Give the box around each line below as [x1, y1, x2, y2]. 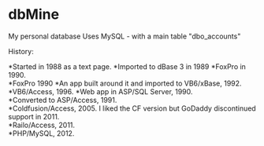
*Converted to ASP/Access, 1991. [8, 95, 117, 104]
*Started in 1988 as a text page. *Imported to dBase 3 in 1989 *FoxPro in [8, 61, 247, 71]
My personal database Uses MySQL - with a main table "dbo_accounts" [8, 31, 241, 41]
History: [8, 46, 34, 56]
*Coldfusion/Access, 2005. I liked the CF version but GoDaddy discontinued [8, 104, 256, 113]
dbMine [8, 5, 60, 24]
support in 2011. [8, 111, 60, 121]
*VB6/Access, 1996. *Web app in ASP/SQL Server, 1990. [8, 86, 193, 96]
